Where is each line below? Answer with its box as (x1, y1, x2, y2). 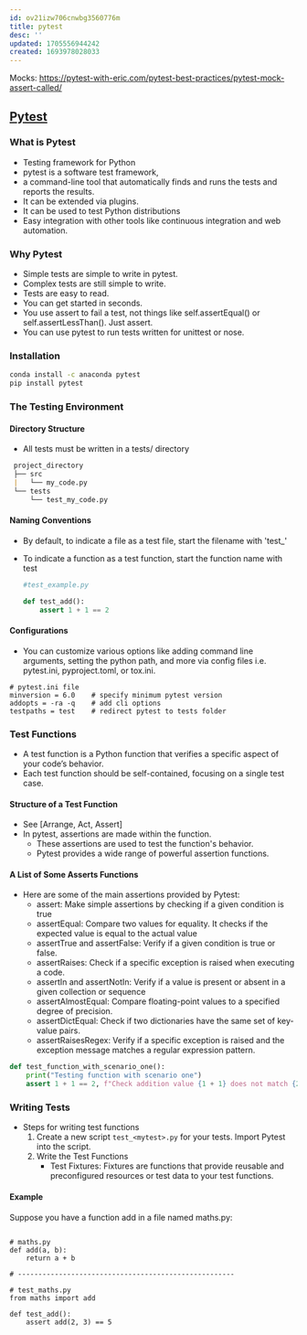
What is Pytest (9, 136, 76, 149)
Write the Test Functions (36, 1151, 129, 1162)
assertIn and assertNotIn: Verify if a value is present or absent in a (36, 977, 286, 988)
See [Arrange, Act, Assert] (22, 819, 123, 830)
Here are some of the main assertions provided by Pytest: (22, 889, 240, 901)
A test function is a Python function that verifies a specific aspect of (22, 748, 280, 759)
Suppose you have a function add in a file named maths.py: (9, 1212, 233, 1223)
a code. (36, 967, 66, 978)
